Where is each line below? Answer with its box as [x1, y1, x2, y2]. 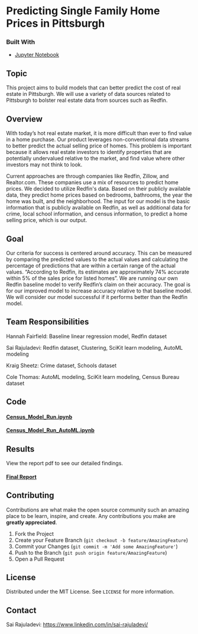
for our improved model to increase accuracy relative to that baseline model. [6, 287, 192, 294]
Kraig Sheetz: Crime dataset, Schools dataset [6, 362, 117, 369]
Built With [6, 38, 35, 46]
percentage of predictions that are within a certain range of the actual [6, 262, 176, 269]
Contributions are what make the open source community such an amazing [6, 506, 189, 513]
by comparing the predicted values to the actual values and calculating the [6, 256, 188, 263]
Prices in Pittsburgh [6, 17, 105, 30]
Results [6, 444, 35, 454]
